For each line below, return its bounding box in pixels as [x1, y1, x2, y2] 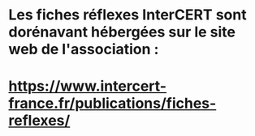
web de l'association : [8, 40, 159, 58]
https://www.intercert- [8, 77, 167, 96]
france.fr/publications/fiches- [8, 95, 217, 113]
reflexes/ [8, 112, 71, 130]
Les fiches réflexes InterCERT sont [8, 6, 247, 24]
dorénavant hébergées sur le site [8, 23, 236, 41]
